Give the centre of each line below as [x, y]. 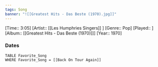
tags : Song [16, 9]
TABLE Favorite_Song [26, 56]
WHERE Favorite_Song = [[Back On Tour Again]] [53, 60]
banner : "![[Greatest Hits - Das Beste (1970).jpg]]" [61, 14]
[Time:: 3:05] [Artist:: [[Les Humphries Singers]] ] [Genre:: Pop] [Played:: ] [79, 28]
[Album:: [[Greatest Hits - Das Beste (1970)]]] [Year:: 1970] [63, 33]
